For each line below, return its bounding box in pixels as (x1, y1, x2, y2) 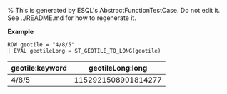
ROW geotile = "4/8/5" (7, 41, 75, 48)
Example (7, 28, 34, 36)
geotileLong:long (89, 63, 148, 73)
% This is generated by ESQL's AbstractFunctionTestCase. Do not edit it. (7, 6, 221, 14)
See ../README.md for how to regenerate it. (7, 14, 137, 22)
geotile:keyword (11, 63, 68, 73)
